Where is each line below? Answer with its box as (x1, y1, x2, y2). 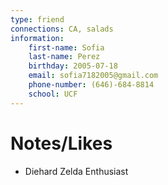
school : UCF (28, 89, 78, 99)
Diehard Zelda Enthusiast (24, 165, 129, 177)
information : (10, 33, 65, 43)
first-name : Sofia (28, 42, 105, 53)
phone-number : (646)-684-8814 (28, 80, 155, 90)
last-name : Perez (28, 52, 101, 62)
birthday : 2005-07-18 (28, 61, 118, 71)
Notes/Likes (10, 132, 113, 155)
